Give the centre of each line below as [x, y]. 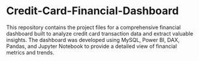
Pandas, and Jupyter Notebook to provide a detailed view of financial [92, 46]
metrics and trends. [30, 52]
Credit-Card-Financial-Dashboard [93, 11]
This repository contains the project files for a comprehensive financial [94, 27]
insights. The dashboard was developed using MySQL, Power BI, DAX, [93, 40]
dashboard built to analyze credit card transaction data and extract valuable [100, 33]
